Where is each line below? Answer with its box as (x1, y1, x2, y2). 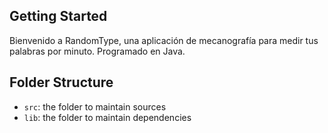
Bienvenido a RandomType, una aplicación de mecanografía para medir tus (9, 34, 319, 46)
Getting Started (9, 8, 108, 25)
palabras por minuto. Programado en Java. (9, 45, 186, 57)
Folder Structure (9, 74, 114, 91)
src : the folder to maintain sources (23, 100, 167, 113)
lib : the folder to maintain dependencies (23, 111, 192, 123)
